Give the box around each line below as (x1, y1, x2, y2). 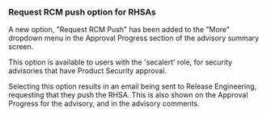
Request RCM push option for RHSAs (8, 6, 156, 18)
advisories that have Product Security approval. (8, 66, 167, 76)
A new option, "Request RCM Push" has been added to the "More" (8, 25, 231, 35)
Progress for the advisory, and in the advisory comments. (8, 99, 200, 109)
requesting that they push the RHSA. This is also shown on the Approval (8, 90, 248, 100)
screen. (8, 42, 34, 52)
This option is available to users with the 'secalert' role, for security (8, 57, 233, 67)
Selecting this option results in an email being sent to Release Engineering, (8, 81, 257, 91)
